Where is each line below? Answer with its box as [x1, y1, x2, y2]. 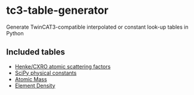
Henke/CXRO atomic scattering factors [14, 63, 111, 70]
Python [6, 29, 24, 36]
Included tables [6, 47, 66, 57]
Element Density [14, 82, 56, 89]
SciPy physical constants [14, 69, 77, 76]
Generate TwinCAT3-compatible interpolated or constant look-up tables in [6, 23, 189, 30]
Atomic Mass [14, 75, 47, 82]
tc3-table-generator [6, 4, 109, 17]
